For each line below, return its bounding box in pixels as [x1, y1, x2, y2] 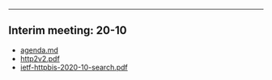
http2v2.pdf [19, 53, 61, 63]
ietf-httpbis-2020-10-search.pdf [19, 62, 128, 72]
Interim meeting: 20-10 [8, 23, 127, 37]
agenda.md [19, 45, 58, 55]
